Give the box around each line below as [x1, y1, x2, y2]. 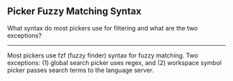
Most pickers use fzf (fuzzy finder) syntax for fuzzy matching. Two [7, 51, 199, 60]
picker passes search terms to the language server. [7, 66, 154, 74]
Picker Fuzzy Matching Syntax [7, 6, 142, 17]
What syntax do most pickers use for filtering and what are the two [7, 24, 198, 32]
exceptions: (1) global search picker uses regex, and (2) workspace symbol [7, 58, 222, 66]
